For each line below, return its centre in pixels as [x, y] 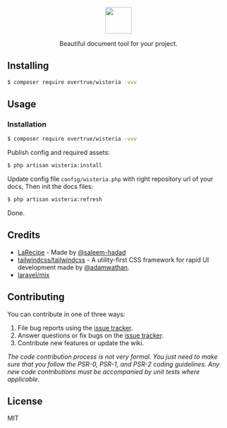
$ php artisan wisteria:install [55, 166]
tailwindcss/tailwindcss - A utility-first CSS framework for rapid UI [113, 260]
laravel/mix [33, 274]
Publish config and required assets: [59, 153]
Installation [27, 124]
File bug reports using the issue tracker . [75, 328]
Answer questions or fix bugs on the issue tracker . [91, 335]
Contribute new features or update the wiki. [81, 342]
